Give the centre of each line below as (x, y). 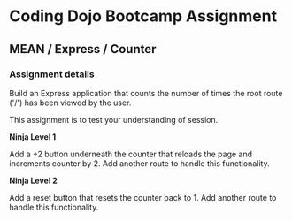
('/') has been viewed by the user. (70, 103)
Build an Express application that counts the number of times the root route (146, 93)
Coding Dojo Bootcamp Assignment (143, 16)
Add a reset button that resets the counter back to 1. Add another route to (143, 197)
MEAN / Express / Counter (83, 49)
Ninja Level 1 (33, 137)
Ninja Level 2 (33, 180)
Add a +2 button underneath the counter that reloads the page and (131, 154)
